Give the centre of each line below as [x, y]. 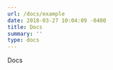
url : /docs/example [36, 14]
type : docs [23, 40]
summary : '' [25, 34]
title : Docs [25, 27]
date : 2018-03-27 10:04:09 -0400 [57, 21]
